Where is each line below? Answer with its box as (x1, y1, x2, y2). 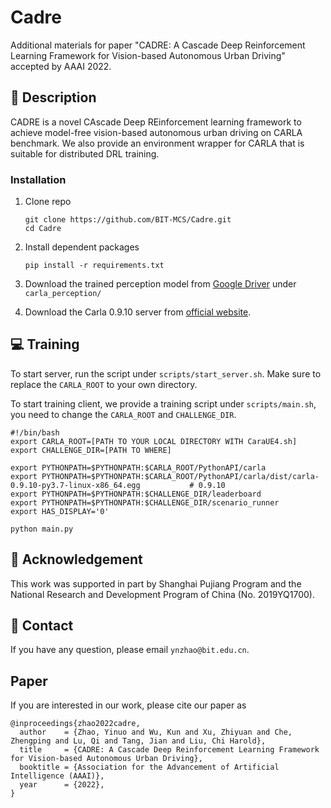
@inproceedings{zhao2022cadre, (10, 719, 141, 729)
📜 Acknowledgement (10, 551, 143, 568)
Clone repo (24, 196, 72, 208)
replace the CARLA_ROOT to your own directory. (10, 378, 198, 390)
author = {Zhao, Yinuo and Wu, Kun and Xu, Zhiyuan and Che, (19, 727, 293, 738)
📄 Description (10, 89, 97, 106)
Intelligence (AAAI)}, (10, 771, 105, 781)
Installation (10, 172, 67, 186)
